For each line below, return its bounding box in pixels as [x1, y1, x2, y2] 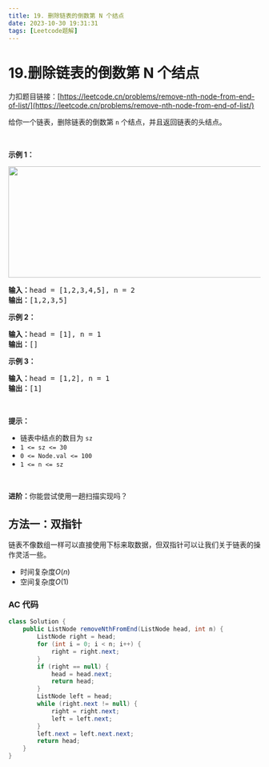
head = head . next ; [50, 670, 113, 678]
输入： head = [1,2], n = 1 [8, 374, 110, 383]
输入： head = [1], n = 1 [8, 330, 102, 339]
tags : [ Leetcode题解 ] [8, 26, 78, 34]
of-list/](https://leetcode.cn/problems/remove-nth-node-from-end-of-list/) [8, 101, 255, 111]
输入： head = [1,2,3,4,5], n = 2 [8, 286, 135, 295]
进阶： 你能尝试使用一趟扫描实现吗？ [8, 491, 128, 501]
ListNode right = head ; [37, 633, 116, 641]
